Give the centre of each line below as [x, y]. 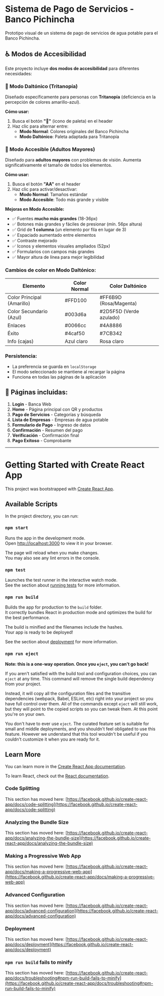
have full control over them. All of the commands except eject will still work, [82, 703]
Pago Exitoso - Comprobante [42, 440]
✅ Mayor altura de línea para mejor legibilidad [58, 257]
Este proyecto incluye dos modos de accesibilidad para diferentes [72, 68]
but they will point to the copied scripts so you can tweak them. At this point [81, 709]
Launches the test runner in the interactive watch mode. [61, 580]
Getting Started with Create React [75, 464]
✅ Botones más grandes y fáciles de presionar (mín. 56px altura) [77, 224]
